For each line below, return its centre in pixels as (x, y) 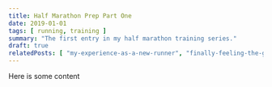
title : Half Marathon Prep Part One (70, 16)
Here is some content (44, 76)
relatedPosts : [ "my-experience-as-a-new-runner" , (96, 53)
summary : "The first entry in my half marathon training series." (123, 38)
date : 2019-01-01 (38, 23)
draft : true (28, 46)
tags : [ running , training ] (57, 31)
